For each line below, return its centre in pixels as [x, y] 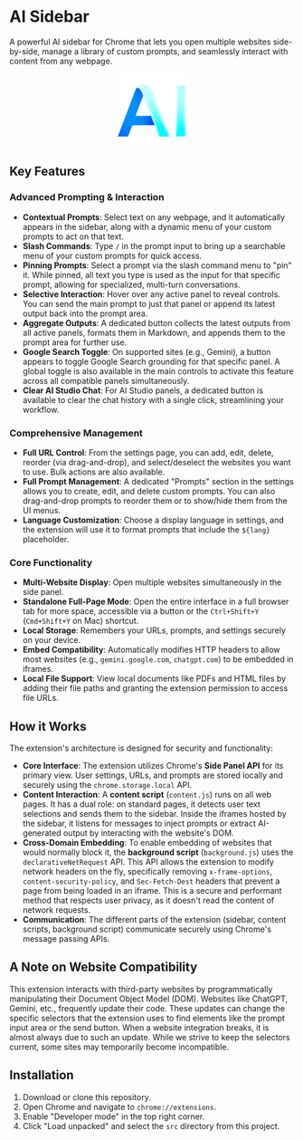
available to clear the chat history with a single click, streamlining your [153, 399]
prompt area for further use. [75, 342]
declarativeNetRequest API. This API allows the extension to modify [148, 862]
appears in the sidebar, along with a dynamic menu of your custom [147, 226]
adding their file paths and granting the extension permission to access [155, 688]
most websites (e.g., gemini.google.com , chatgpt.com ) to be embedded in [158, 659]
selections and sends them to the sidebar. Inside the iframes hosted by [154, 814]
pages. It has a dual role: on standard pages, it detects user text [141, 804]
